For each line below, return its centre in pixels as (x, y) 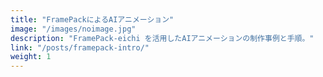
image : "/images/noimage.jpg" (73, 29)
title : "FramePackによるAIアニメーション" (92, 19)
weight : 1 (31, 57)
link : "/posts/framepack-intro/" (80, 47)
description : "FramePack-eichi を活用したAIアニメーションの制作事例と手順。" (162, 38)
